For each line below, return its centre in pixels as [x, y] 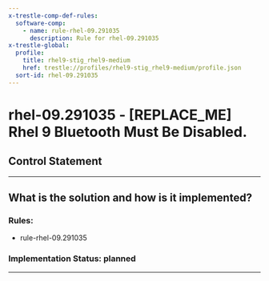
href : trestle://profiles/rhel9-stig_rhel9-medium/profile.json [132, 68]
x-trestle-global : [39, 46]
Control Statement [55, 161]
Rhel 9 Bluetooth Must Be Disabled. [128, 132]
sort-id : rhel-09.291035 [57, 75]
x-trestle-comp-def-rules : [53, 16]
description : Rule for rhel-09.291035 [94, 38]
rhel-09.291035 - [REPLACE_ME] [120, 115]
